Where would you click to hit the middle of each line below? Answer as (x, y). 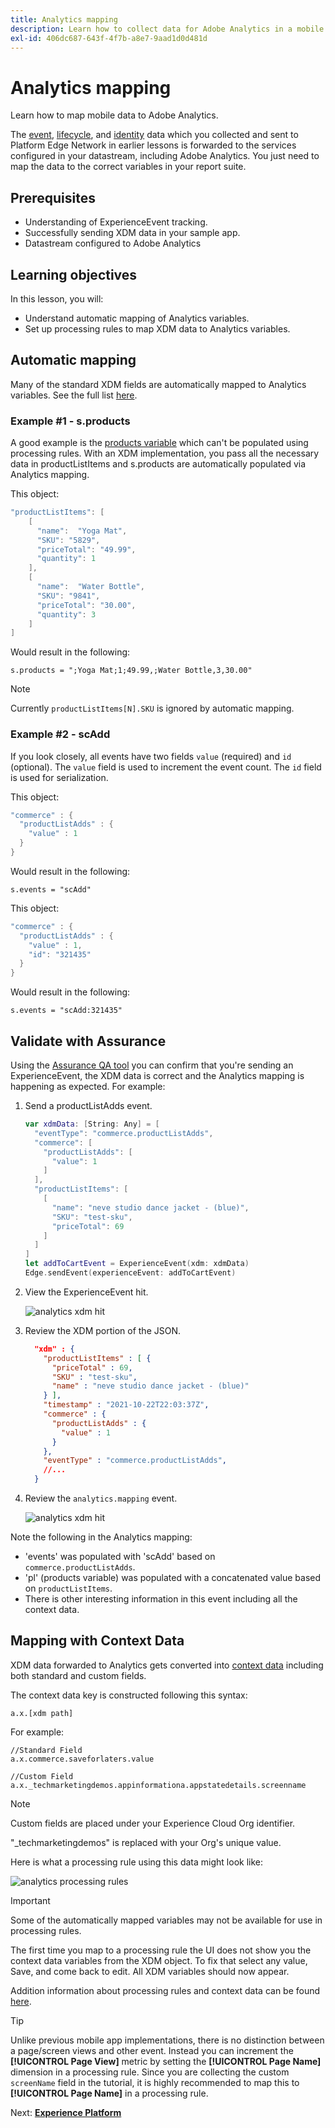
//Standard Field (46, 1750)
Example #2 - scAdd (60, 734)
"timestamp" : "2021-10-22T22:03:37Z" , (126, 1405)
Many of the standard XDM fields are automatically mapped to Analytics (158, 384)
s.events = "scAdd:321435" (66, 1011)
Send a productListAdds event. (88, 1106)
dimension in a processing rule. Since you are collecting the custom (150, 2072)
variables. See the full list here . (74, 395)
